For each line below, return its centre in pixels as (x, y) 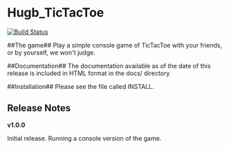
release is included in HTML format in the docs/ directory (89, 73)
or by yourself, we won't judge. (51, 52)
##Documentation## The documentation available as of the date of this (109, 66)
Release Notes (39, 108)
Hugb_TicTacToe (56, 13)
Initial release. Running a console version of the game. (84, 138)
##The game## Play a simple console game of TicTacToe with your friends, (115, 45)
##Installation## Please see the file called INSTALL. (81, 86)
